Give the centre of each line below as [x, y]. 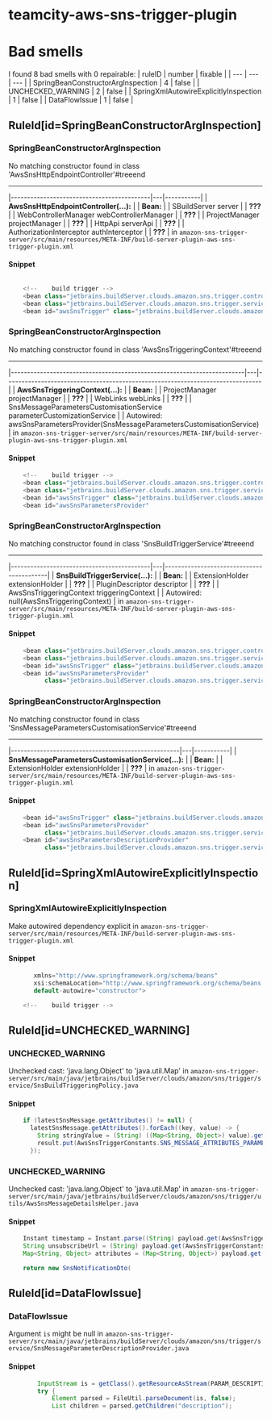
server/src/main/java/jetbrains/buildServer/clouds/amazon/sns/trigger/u [135, 1197]
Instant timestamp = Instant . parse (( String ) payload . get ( [122, 1239]
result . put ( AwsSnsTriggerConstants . [99, 1144]
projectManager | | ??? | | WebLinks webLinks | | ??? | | [100, 398]
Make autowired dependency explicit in [73, 926]
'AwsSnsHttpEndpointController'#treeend [77, 174]
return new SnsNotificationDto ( [77, 1268]
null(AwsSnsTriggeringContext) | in [66, 601]
